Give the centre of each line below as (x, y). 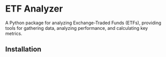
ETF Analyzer (34, 9)
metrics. (14, 33)
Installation (23, 49)
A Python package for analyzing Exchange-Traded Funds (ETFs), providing (83, 23)
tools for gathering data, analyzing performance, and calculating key (77, 28)
